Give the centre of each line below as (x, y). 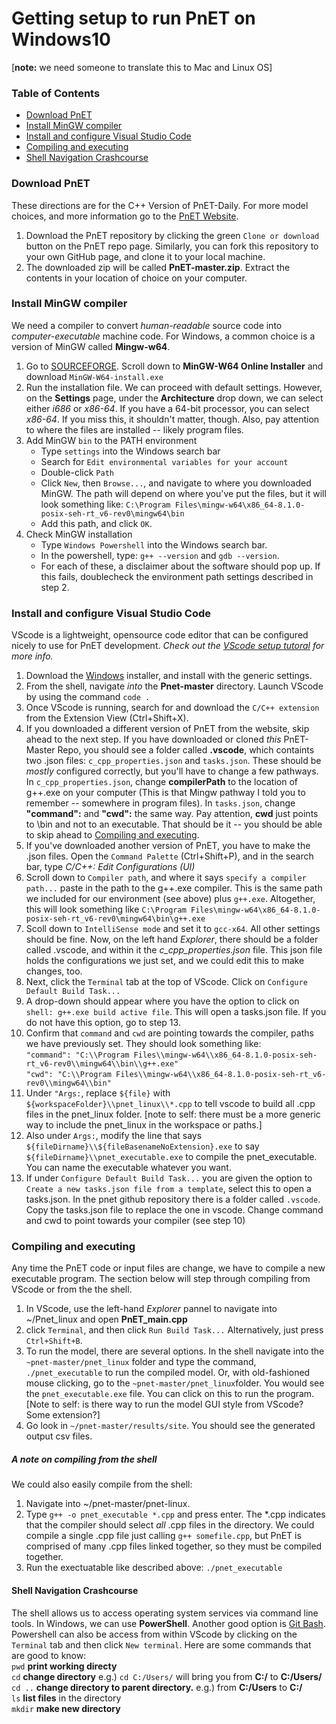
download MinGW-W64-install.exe (94, 376)
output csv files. (59, 1436)
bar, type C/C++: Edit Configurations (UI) (110, 867)
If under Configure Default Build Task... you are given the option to (169, 1178)
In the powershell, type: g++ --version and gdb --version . (160, 555)
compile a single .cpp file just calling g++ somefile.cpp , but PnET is (163, 1536)
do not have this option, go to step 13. (103, 1023)
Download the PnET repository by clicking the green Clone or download (172, 235)
